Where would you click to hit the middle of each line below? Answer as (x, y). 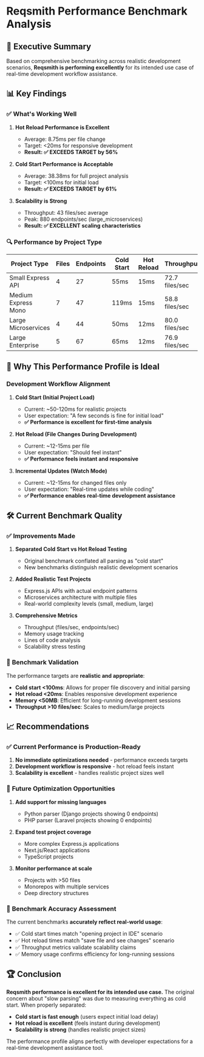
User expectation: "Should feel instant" (73, 452)
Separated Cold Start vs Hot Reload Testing (71, 549)
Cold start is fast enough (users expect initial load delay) (87, 1016)
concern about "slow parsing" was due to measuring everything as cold (96, 998)
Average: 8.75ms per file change (65, 139)
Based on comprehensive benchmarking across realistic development (93, 61)
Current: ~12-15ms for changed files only (75, 482)
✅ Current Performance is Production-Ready (73, 746)
